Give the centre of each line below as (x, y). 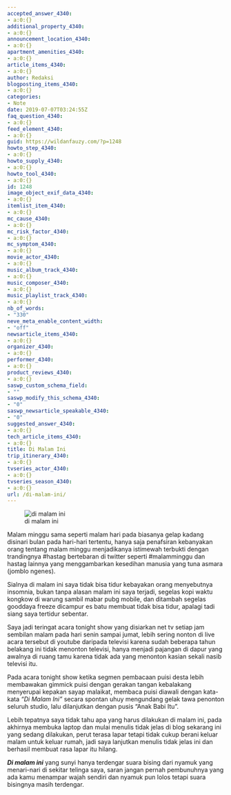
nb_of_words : (26, 309)
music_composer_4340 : (38, 283)
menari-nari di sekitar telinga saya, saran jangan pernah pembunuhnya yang (115, 770)
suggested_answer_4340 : (41, 424)
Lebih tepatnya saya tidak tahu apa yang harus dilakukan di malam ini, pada (114, 720)
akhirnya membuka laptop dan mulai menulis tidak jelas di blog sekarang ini (114, 727)
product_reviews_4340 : (40, 372)
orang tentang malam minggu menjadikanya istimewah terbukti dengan (108, 550)
